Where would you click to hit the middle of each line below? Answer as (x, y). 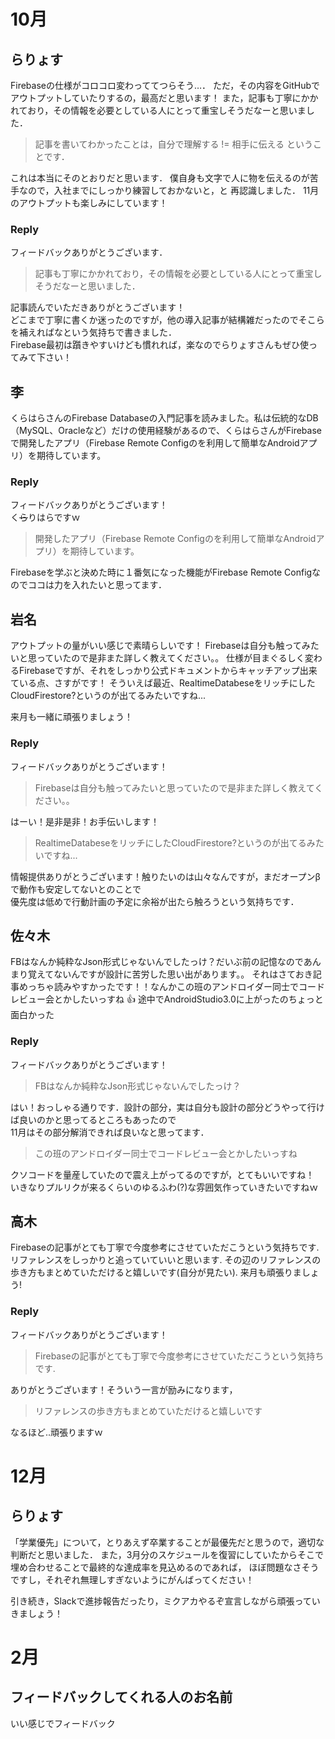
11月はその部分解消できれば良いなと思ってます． (110, 1132)
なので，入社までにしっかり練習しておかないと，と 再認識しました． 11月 (169, 190)
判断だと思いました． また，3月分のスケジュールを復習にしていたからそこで (167, 1554)
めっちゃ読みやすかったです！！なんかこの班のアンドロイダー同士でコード (171, 987)
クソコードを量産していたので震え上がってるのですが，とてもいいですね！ (162, 1174)
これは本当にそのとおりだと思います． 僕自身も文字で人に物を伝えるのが (160, 178)
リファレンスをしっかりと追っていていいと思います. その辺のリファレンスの (166, 1260)
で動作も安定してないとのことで (76, 889)
